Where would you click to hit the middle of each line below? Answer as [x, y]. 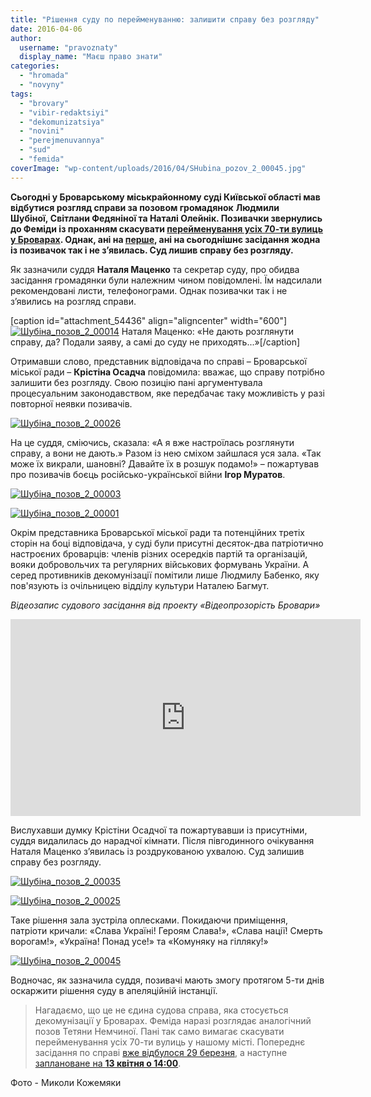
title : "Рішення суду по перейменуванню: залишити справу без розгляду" [165, 19]
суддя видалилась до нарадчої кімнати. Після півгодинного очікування [162, 840]
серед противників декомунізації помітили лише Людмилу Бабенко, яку [165, 575]
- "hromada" [44, 76]
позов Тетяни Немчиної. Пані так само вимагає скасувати [159, 1031]
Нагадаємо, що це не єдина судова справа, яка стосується [161, 1010]
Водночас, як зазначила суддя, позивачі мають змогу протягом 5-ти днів [167, 980]
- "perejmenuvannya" [62, 141]
